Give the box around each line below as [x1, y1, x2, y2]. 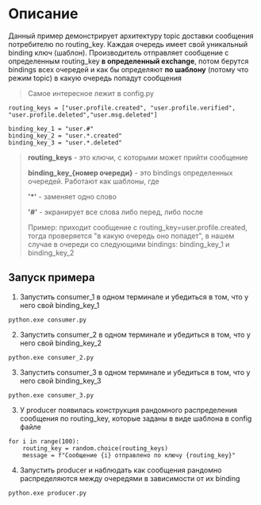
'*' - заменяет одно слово [27, 191, 117, 201]
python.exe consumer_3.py [8, 391, 94, 399]
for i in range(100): [8, 438, 80, 445]
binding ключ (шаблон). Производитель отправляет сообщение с [8, 48, 229, 57]
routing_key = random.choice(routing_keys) [22, 444, 169, 453]
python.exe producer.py [8, 489, 87, 497]
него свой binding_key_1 [19, 300, 100, 310]
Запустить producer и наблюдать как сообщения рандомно [19, 465, 222, 475]
